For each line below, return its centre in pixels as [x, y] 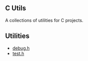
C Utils [16, 8]
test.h [18, 53]
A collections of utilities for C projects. [44, 20]
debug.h [21, 48]
